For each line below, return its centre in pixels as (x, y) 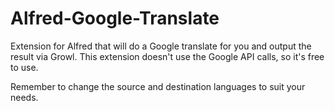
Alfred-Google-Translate (115, 18)
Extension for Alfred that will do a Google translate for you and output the (161, 46)
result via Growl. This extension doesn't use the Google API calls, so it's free (167, 56)
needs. (24, 97)
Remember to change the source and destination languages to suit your (158, 86)
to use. (24, 67)
